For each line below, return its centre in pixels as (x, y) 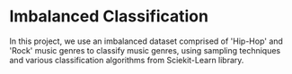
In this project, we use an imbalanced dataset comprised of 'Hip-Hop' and (146, 41)
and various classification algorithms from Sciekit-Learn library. (127, 60)
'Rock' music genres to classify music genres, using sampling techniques (145, 50)
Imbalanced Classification (109, 16)
